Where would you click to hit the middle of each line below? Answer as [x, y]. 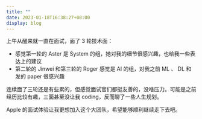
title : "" [19, 12]
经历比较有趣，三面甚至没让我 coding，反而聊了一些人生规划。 [84, 97]
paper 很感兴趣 [46, 77]
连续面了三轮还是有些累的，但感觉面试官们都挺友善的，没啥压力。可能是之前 [101, 89]
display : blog [24, 23]
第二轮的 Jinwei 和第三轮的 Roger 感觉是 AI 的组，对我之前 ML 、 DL [100, 69]
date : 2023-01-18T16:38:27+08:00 [48, 18]
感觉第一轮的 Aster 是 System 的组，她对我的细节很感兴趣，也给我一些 [103, 54]
